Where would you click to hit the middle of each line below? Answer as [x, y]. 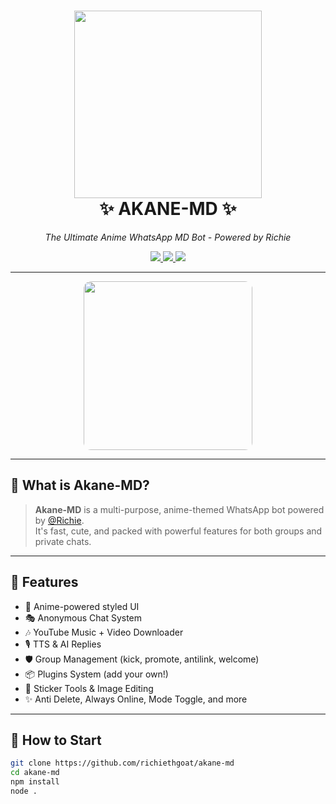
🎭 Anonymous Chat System [83, 617]
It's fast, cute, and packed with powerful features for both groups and [178, 531]
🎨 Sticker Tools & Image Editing [89, 688]
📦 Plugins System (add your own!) [96, 674]
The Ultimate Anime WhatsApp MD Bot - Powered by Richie [168, 237]
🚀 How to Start [56, 740]
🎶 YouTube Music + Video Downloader [104, 632]
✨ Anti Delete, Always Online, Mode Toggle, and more [136, 699]
